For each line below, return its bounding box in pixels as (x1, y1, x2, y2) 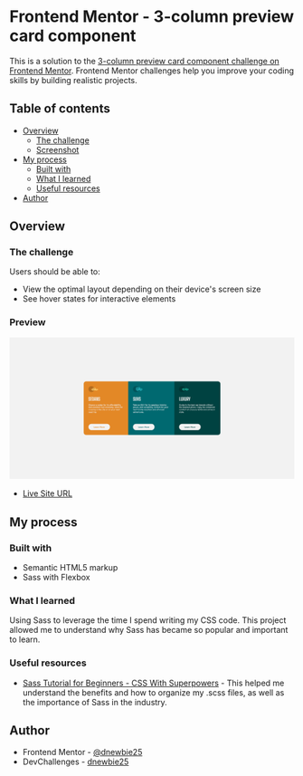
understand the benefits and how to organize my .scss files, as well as (22, 686, 285, 698)
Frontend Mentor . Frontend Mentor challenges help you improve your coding (9, 65, 295, 76)
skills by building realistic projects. (9, 74, 137, 85)
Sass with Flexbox (22, 571, 90, 582)
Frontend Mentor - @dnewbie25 (22, 747, 143, 758)
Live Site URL (22, 488, 73, 499)
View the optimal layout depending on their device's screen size (22, 283, 261, 295)
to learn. (9, 634, 41, 645)
